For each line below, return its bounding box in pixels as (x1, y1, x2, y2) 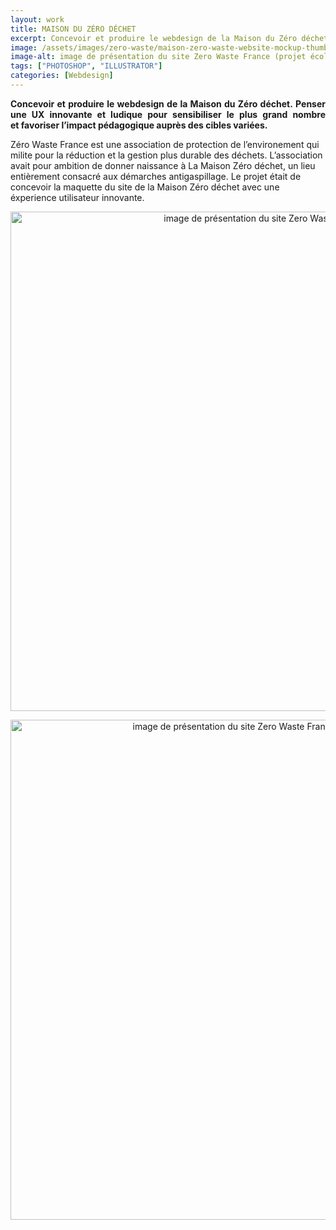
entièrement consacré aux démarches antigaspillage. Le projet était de (10, 170, 302, 182)
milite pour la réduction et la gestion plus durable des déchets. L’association (10, 149, 323, 161)
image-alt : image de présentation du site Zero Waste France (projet (10, 52, 307, 62)
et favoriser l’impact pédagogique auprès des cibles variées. (10, 119, 268, 131)
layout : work (10, 14, 65, 25)
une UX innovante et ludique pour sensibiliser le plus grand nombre (10, 108, 326, 120)
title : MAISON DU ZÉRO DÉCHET (10, 24, 137, 34)
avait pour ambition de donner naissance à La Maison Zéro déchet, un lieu (10, 159, 316, 171)
